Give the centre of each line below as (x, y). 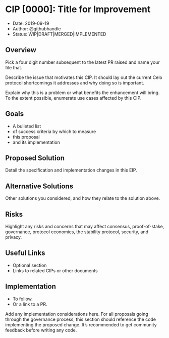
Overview (21, 50)
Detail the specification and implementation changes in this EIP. (71, 170)
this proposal (26, 137)
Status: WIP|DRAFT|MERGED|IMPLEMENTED (59, 34)
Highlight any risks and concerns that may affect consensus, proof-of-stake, (85, 226)
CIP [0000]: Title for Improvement (78, 9)
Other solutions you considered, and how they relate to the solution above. (83, 198)
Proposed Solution (35, 158)
